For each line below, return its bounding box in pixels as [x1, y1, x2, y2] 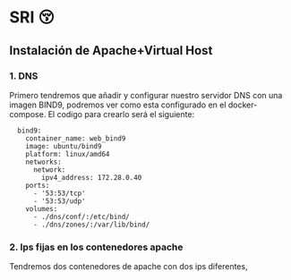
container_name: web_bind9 [25, 133, 126, 143]
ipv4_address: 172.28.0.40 [41, 173, 142, 182]
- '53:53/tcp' [32, 189, 87, 198]
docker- [227, 99, 258, 110]
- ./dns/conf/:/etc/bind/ [32, 212, 130, 221]
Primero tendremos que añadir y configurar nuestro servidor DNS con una [9, 89, 283, 100]
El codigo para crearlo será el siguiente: [47, 108, 195, 119]
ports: [25, 181, 50, 190]
